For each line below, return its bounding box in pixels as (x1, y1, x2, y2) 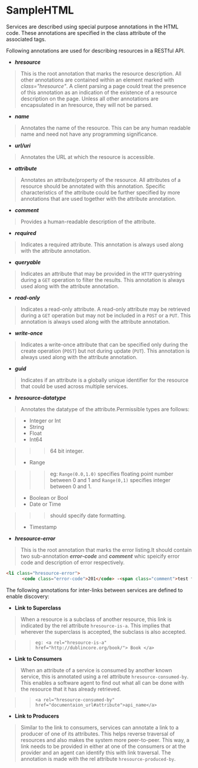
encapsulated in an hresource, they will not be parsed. (20, 101, 153, 108)
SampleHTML (6, 4, 74, 17)
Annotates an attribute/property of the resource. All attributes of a (20, 176, 181, 183)
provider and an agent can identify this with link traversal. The (20, 749, 171, 756)
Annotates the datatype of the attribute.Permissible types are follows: (20, 405, 190, 412)
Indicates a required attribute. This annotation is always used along (20, 240, 184, 248)
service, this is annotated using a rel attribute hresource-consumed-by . (20, 673, 189, 680)
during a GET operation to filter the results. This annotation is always (20, 276, 185, 284)
